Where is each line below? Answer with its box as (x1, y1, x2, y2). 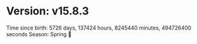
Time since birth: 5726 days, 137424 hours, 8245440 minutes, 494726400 (6, 24, 192, 31)
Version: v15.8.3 (6, 4, 89, 18)
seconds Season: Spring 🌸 (6, 30, 72, 37)
